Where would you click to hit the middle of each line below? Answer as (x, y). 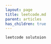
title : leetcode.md (26, 14)
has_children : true (26, 24)
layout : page (19, 10)
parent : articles (23, 19)
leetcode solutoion (26, 37)
